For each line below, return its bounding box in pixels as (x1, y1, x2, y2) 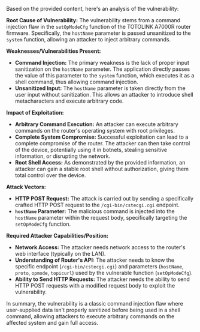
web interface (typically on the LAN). (14, 250, 106, 257)
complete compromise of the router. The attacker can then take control (14, 140, 190, 146)
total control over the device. (14, 172, 86, 179)
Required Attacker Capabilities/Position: (6, 232, 109, 239)
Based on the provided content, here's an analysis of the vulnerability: (6, 5, 179, 12)
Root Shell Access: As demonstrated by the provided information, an (14, 159, 186, 166)
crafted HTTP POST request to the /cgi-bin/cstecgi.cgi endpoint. (14, 201, 180, 208)
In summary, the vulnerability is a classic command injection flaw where (6, 300, 184, 307)
